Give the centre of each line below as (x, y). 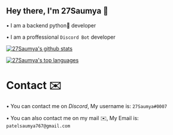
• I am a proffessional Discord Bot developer (61, 37)
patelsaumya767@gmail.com (38, 126)
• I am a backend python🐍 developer (51, 25)
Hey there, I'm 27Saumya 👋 (57, 11)
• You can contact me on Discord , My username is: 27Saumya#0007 (87, 106)
